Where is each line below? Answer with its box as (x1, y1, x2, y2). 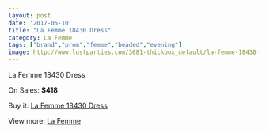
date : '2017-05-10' (8, 19, 73, 27)
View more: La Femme (8, 116, 82, 125)
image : (8, 48, 30, 56)
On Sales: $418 (8, 85, 58, 95)
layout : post (8, 11, 51, 20)
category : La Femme (8, 33, 73, 42)
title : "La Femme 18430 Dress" (8, 26, 112, 34)
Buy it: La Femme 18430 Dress (8, 101, 108, 110)
